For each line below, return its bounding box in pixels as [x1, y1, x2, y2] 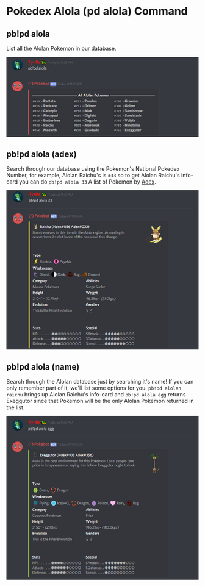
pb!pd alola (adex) [6, 149, 77, 159]
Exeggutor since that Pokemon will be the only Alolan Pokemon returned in [6, 398, 194, 405]
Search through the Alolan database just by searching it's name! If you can [6, 378, 194, 385]
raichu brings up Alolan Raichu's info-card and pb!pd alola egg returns [6, 391, 186, 398]
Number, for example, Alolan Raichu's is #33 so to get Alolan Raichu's [6, 171, 180, 179]
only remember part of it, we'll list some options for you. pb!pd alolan [6, 384, 182, 391]
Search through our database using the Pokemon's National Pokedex [6, 165, 180, 172]
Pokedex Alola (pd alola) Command [6, 4, 188, 18]
